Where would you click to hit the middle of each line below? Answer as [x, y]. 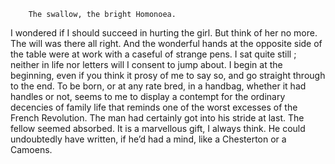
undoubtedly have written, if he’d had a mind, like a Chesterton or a [148, 139]
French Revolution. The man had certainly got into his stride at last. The [157, 118]
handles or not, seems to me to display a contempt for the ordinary [148, 96]
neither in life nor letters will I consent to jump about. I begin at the [146, 64]
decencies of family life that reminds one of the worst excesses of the [154, 107]
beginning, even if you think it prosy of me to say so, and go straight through [168, 75]
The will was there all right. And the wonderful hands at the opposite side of [166, 43]
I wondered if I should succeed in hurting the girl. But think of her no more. [164, 33]
